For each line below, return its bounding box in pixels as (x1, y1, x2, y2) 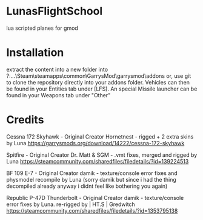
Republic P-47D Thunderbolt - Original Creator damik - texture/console (6, 194, 184, 201)
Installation (6, 46, 64, 60)
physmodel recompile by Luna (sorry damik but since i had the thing (6, 176, 177, 183)
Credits (6, 113, 44, 127)
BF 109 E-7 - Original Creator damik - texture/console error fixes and (6, 169, 178, 177)
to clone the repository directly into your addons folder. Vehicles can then (6, 78, 190, 86)
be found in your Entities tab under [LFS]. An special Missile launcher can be (6, 85, 198, 92)
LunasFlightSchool (6, 4, 103, 18)
